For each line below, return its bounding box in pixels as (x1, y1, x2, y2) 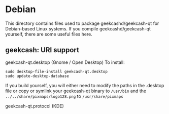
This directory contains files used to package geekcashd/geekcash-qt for (5, 20, 159, 26)
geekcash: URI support (5, 46, 80, 54)
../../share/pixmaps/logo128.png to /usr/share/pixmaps (5, 93, 123, 99)
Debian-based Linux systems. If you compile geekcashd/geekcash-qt (5, 25, 151, 31)
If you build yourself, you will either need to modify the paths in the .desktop (5, 82, 164, 88)
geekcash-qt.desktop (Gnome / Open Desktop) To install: (5, 59, 125, 65)
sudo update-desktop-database (5, 73, 70, 79)
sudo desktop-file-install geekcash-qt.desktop (5, 69, 108, 74)
